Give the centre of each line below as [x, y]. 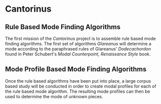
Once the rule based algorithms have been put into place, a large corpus [78, 81]
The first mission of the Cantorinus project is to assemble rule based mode [80, 38]
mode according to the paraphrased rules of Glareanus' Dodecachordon [78, 49]
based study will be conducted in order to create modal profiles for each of [81, 86]
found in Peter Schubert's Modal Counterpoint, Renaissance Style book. [78, 54]
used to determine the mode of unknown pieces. [54, 96]
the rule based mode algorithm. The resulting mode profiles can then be [78, 91]
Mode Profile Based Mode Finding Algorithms [76, 69]
